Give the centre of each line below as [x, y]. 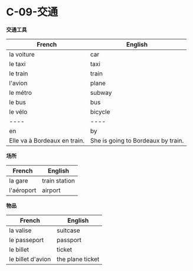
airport [51, 190]
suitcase [68, 230]
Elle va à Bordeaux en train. [47, 140]
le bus [18, 102]
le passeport [27, 240]
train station [58, 180]
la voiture [22, 54]
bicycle [100, 111]
